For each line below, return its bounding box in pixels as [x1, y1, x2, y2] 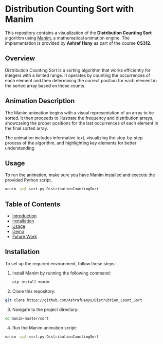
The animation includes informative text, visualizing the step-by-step [5, 135, 143, 141]
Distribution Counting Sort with [5, 3, 134, 15]
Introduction [12, 213, 37, 219]
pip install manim [12, 279, 50, 284]
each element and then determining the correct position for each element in [5, 77, 157, 83]
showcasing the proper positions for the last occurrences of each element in [5, 120, 159, 126]
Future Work [12, 234, 37, 239]
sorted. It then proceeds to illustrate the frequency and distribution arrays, [5, 115, 154, 121]
